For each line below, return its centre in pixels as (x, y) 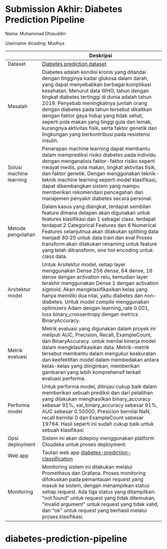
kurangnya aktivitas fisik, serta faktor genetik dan (100, 128)
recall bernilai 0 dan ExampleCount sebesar (93, 417)
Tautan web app (61, 452)
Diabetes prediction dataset (74, 64)
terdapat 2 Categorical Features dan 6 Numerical (99, 225)
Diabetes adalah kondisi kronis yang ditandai (94, 72)
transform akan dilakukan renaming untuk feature (100, 244)
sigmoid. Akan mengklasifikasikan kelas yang (95, 289)
